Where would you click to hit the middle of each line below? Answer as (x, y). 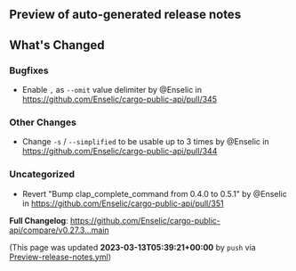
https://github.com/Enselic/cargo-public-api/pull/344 (120, 152)
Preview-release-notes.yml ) (60, 257)
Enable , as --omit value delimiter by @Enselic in (112, 90)
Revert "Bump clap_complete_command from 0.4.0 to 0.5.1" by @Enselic (154, 193)
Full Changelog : (39, 220)
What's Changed (57, 45)
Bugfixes (29, 70)
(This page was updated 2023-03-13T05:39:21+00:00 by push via (132, 247)
